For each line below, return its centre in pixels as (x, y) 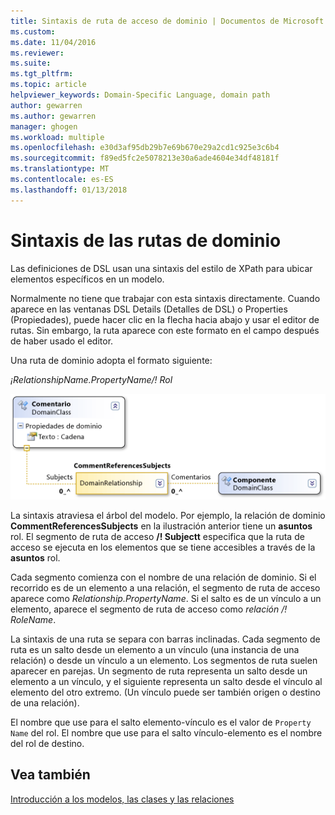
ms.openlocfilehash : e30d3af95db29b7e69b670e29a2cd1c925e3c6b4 (145, 148)
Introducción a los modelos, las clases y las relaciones (122, 799)
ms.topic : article (48, 85)
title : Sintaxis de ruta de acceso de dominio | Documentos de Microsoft (167, 21)
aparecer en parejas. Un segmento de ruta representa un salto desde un (159, 671)
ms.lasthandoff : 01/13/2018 (69, 190)
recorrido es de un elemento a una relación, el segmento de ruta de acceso (165, 587)
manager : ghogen (44, 126)
